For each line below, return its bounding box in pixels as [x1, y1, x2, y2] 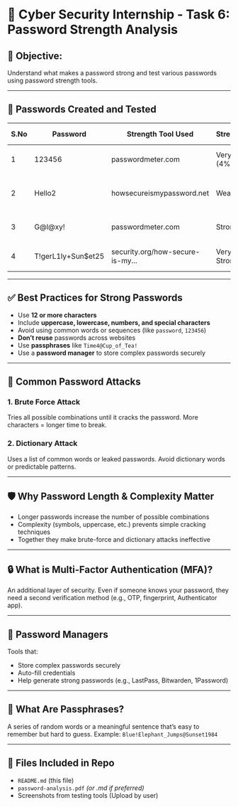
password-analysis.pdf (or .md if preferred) [17, 784, 144, 792]
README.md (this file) [17, 776, 74, 784]
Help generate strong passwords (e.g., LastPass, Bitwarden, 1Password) [17, 676, 229, 685]
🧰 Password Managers [7, 629, 108, 641]
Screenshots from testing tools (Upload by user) [17, 791, 159, 799]
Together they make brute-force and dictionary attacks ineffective [17, 535, 211, 544]
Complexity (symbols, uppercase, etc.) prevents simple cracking [17, 520, 206, 529]
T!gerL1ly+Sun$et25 [34, 251, 105, 261]
